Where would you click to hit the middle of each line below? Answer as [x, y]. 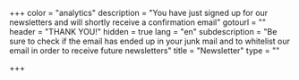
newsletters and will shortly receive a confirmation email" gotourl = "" [138, 22]
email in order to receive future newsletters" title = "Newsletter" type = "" [145, 51]
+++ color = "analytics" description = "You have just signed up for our [139, 13]
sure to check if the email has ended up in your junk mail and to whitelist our [150, 41]
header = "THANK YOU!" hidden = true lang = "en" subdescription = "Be [143, 32]
